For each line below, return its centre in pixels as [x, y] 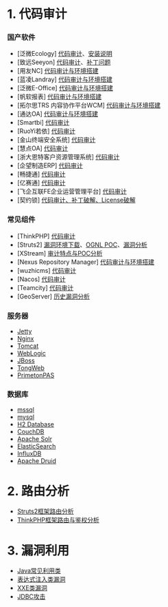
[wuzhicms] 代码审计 [47, 270]
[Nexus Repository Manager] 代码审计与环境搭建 [86, 262]
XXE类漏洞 [32, 588]
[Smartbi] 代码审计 [43, 123]
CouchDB [31, 432]
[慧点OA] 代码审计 [43, 148]
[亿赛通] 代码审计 [41, 183]
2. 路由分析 [38, 491]
